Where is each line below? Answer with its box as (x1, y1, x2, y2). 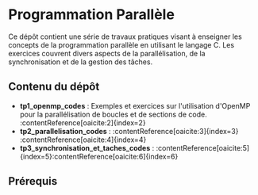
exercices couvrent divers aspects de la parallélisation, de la (8, 48, 206, 58)
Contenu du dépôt (8, 80, 100, 94)
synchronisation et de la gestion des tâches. (8, 57, 153, 67)
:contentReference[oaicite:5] (156, 143, 250, 152)
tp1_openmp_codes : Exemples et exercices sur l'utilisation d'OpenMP (19, 101, 251, 110)
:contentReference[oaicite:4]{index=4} (19, 135, 147, 144)
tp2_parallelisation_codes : (19, 126, 111, 136)
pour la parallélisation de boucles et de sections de (19, 109, 187, 119)
